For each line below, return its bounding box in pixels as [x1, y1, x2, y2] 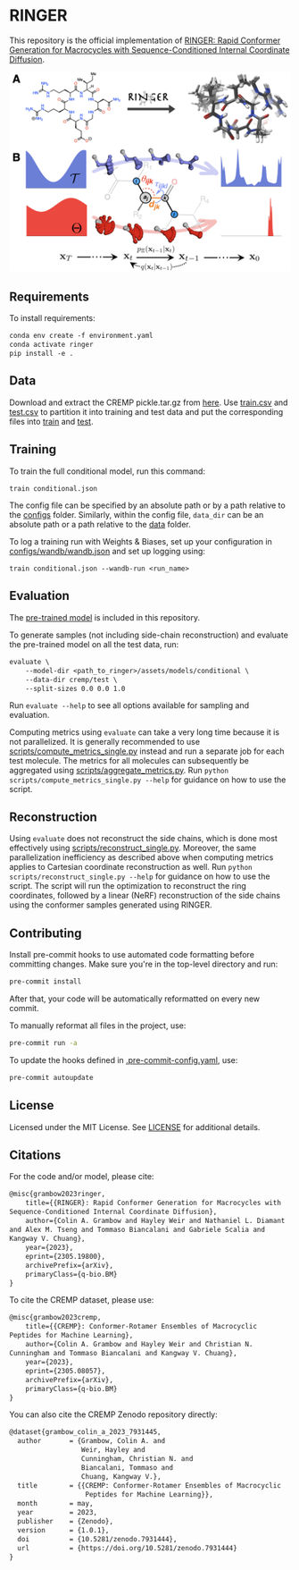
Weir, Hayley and [80, 1446, 145, 1455]
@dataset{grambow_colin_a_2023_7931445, [9, 1428, 162, 1437]
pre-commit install [9, 977, 82, 986]
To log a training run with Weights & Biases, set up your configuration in [9, 536, 272, 546]
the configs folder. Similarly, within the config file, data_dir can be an [9, 509, 264, 519]
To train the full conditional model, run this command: [9, 466, 205, 477]
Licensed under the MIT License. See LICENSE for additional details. [9, 1121, 261, 1132]
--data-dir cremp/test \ [25, 675, 118, 684]
